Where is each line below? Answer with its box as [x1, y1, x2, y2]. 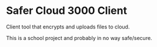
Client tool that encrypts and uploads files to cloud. [6, 23, 130, 30]
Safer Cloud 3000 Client [6, 4, 128, 17]
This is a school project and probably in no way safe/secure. [6, 34, 152, 41]
